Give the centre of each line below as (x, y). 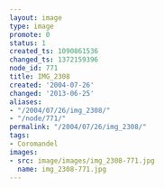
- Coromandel (34, 144)
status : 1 (28, 43)
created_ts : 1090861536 (54, 52)
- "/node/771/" (38, 118)
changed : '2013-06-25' (52, 93)
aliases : (26, 102)
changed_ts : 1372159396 (54, 60)
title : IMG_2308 (40, 77)
